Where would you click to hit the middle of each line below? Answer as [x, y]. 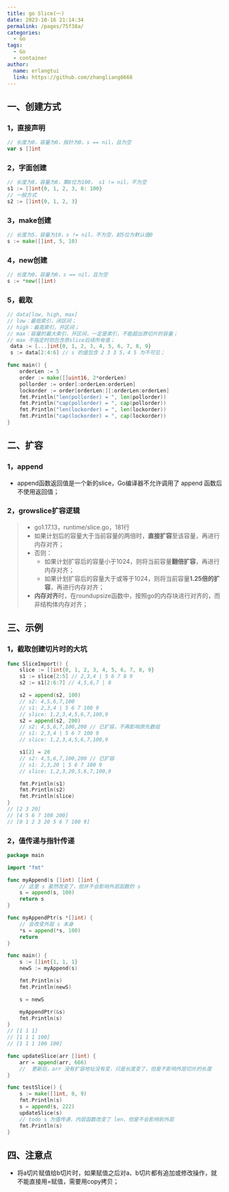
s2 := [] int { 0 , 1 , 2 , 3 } [42, 201]
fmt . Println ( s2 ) [43, 790]
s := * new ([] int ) [32, 281]
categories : [24, 33]
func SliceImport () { [38, 664]
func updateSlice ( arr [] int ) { [52, 1056]
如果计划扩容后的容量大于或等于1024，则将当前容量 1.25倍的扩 [132, 578]
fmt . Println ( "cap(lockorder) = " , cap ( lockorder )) [93, 416]
